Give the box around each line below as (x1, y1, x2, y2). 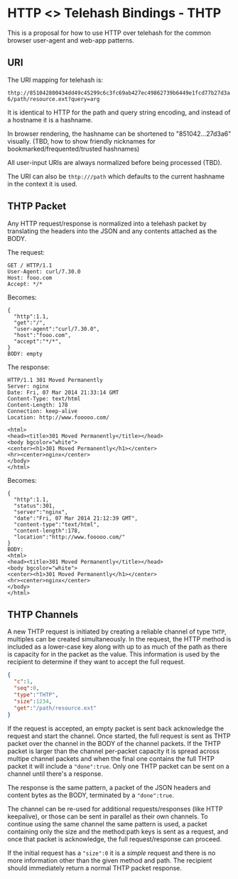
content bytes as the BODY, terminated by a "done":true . (7, 791, 174, 799)
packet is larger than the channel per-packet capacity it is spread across (7, 747, 220, 755)
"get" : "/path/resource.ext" (13, 704, 97, 712)
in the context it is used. (7, 179, 78, 188)
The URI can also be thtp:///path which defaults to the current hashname (7, 172, 225, 181)
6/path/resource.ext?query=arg (7, 95, 100, 102)
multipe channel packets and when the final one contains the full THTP (7, 754, 215, 762)
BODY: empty (7, 350, 43, 357)
